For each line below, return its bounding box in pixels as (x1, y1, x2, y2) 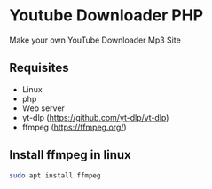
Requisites (9, 60, 69, 75)
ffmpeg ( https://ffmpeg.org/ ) (21, 122, 127, 132)
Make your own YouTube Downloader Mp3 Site (9, 35, 182, 45)
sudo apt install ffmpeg (9, 170, 101, 180)
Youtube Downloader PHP (9, 5, 204, 26)
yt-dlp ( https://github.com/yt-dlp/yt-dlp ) (21, 112, 169, 122)
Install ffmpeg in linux (9, 147, 131, 162)
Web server (21, 103, 65, 114)
